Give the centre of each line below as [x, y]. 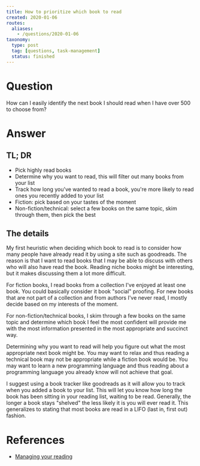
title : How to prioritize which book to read [64, 12]
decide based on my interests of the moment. [62, 304]
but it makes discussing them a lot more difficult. [66, 273]
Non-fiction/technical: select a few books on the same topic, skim [96, 208]
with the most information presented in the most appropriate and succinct [97, 328]
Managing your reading [44, 456]
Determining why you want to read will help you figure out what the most [96, 346]
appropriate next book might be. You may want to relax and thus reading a [98, 353]
